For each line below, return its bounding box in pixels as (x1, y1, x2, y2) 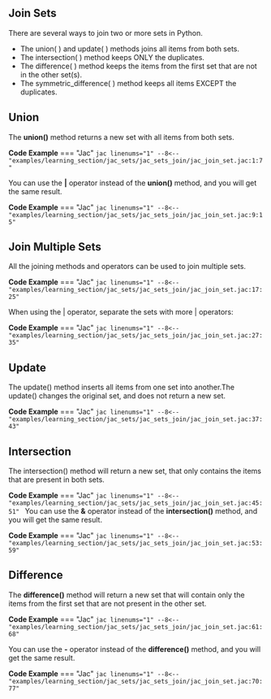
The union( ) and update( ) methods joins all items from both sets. (19, 44, 240, 54)
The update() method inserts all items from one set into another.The (8, 382, 235, 393)
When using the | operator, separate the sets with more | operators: (8, 307, 234, 317)
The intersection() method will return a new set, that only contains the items (8, 467, 262, 476)
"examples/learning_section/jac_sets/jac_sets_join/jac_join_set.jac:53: (8, 540, 264, 548)
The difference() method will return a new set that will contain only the (8, 589, 245, 600)
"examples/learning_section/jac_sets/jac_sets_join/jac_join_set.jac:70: (8, 677, 264, 685)
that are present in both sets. (8, 475, 105, 484)
